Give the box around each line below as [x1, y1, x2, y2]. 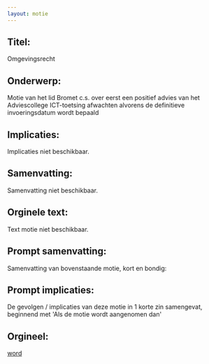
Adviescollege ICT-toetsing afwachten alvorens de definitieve [7, 101, 185, 109]
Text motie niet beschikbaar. [7, 225, 89, 233]
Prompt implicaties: [7, 284, 94, 296]
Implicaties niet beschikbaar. [7, 148, 89, 156]
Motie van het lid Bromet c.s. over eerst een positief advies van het [7, 94, 201, 102]
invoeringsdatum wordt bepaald [7, 108, 99, 117]
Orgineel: [7, 330, 49, 342]
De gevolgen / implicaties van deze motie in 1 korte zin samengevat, [7, 302, 203, 311]
